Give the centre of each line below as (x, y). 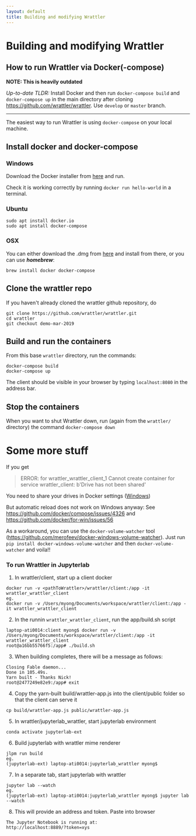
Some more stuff (47, 451)
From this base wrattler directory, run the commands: (71, 355)
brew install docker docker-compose (50, 270)
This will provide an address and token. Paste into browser (85, 812)
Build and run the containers (59, 341)
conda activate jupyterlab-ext (44, 732)
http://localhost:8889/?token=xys (48, 828)
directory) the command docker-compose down (61, 427)
